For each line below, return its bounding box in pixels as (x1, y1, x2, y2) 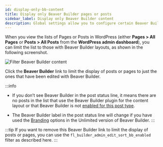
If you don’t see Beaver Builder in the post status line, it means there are (12, 92, 156, 98)
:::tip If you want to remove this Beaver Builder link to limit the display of (5, 127, 148, 133)
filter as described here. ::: (5, 137, 58, 143)
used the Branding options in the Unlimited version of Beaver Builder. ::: (12, 117, 155, 123)
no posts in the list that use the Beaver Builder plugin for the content (12, 98, 148, 104)
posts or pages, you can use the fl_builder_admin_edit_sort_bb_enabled (5, 132, 151, 138)
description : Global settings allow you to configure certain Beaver (5, 20, 149, 26)
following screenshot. (5, 50, 49, 55)
